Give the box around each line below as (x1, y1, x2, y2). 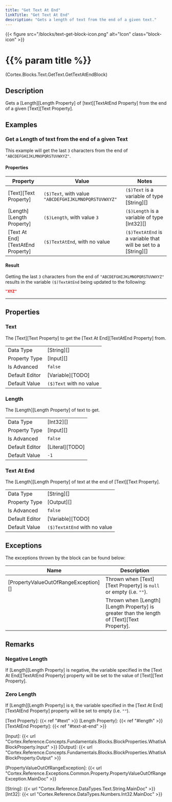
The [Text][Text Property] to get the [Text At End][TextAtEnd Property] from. (5, 335, 166, 341)
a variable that (125, 235, 160, 242)
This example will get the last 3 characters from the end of (5, 147, 128, 153)
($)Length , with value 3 (43, 214, 99, 221)
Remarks (5, 640, 35, 649)
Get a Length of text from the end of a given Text (5, 135, 128, 143)
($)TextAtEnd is (125, 229, 163, 236)
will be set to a (125, 242, 160, 249)
